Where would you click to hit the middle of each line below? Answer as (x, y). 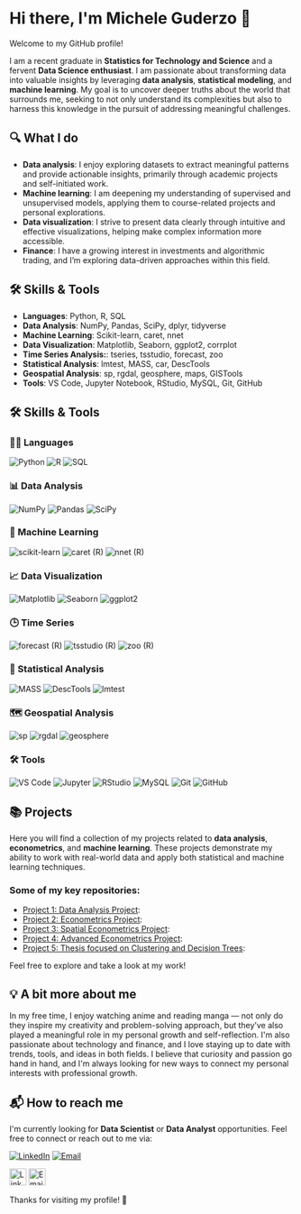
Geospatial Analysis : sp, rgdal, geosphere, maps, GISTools (132, 373)
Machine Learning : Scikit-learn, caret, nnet (103, 335)
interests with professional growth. (73, 1073)
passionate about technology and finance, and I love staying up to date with (150, 1045)
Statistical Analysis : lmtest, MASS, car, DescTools (116, 363)
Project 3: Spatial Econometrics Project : (96, 929)
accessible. (44, 241)
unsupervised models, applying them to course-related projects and (149, 203)
